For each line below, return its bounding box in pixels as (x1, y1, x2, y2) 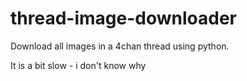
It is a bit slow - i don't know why (10, 59, 147, 71)
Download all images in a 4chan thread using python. (10, 40, 230, 52)
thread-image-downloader (10, 7, 237, 30)
